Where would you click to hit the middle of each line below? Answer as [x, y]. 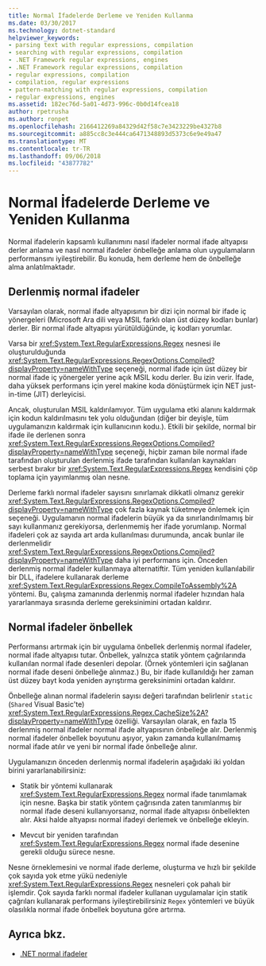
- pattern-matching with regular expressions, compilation [108, 89]
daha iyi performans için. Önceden [171, 560]
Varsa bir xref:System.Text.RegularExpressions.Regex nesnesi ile [114, 343]
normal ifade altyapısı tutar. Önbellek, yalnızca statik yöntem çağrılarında [127, 655]
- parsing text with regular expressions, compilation [101, 45]
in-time [20, 394]
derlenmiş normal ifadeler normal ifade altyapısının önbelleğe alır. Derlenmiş [133, 729]
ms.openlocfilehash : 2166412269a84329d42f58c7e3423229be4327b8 [115, 126]
